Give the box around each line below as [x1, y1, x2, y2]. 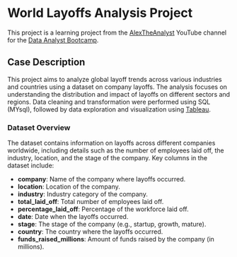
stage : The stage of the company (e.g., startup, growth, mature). [17, 220, 207, 229]
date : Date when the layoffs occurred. [17, 213, 129, 221]
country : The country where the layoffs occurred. [17, 227, 163, 236]
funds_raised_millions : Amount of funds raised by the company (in [17, 235, 214, 244]
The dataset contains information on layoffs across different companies [7, 139, 216, 148]
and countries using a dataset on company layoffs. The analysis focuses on [7, 83, 228, 91]
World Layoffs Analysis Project [7, 5, 193, 21]
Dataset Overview [7, 122, 71, 132]
